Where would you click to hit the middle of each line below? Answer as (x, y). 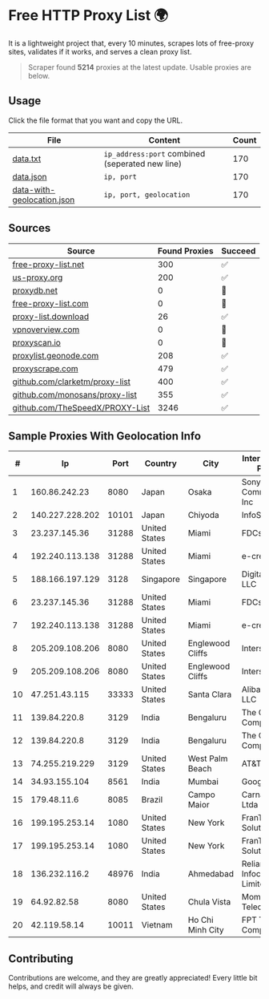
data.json (30, 176)
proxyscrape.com (45, 368)
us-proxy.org (38, 277)
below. (39, 75)
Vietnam (157, 925)
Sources (30, 228)
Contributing (41, 959)
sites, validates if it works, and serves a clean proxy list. (100, 51)
